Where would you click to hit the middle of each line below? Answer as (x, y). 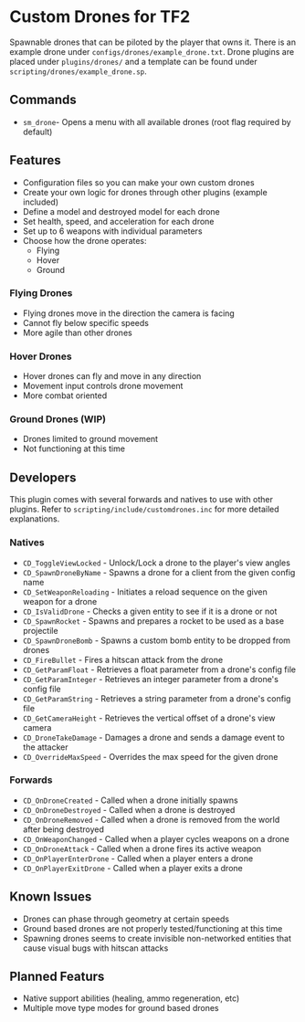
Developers (43, 477)
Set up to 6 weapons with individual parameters (112, 231)
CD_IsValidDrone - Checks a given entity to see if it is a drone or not (150, 611)
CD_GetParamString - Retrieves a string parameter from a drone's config (157, 698)
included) (41, 202)
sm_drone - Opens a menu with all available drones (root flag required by (157, 121)
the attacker (45, 747)
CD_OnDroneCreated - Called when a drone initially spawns (131, 800)
